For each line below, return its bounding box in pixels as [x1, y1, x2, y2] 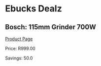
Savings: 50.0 [5, 55, 33, 61]
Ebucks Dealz [5, 3, 63, 14]
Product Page [5, 36, 33, 42]
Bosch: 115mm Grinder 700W [5, 23, 96, 31]
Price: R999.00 [5, 46, 35, 51]
